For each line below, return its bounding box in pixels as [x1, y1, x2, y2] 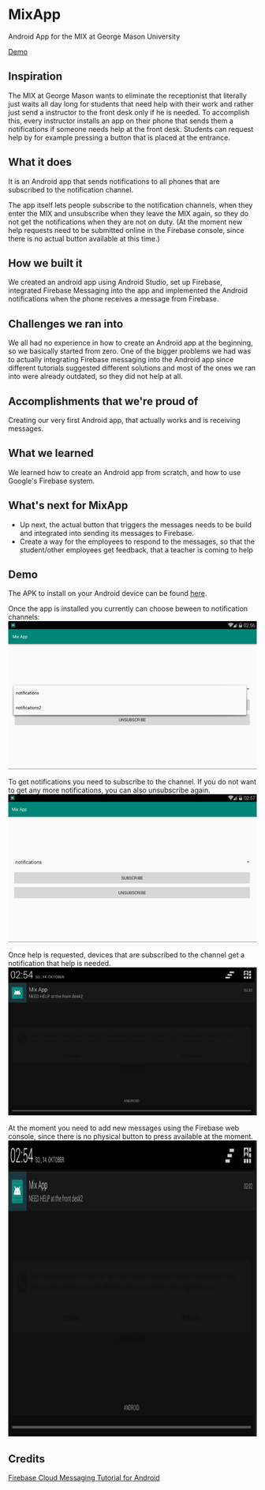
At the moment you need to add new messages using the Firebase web [8, 1123, 240, 1133]
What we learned [8, 447, 94, 460]
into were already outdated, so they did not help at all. [8, 372, 183, 381]
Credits [8, 1452, 46, 1466]
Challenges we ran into [8, 317, 124, 331]
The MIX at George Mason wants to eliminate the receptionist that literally [8, 91, 247, 100]
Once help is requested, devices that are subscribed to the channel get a [8, 950, 245, 960]
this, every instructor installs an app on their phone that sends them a [8, 116, 234, 125]
